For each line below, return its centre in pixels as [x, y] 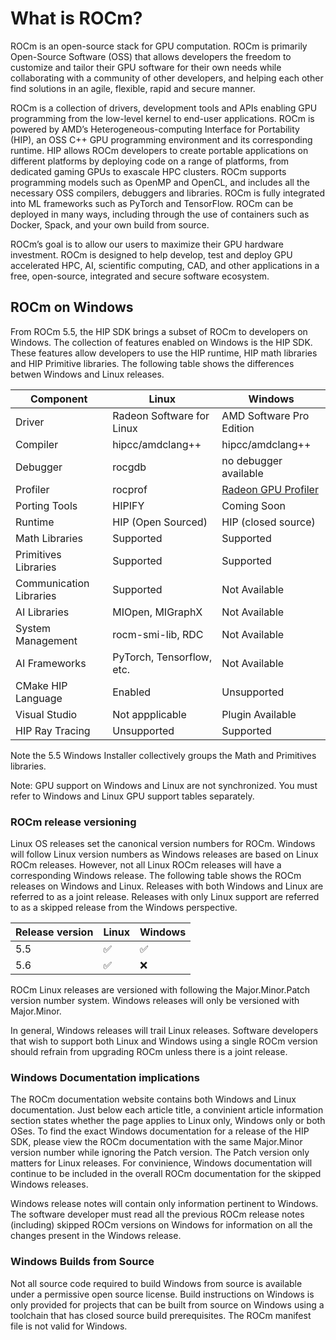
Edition [238, 428]
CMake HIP [41, 685]
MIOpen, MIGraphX [157, 612]
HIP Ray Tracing [53, 730]
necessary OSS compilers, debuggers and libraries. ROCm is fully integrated [168, 193]
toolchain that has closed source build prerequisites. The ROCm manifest [161, 1315]
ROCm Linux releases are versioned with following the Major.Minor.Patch [160, 990]
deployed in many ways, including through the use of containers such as [160, 214]
